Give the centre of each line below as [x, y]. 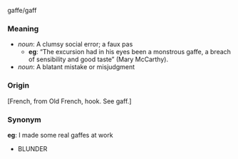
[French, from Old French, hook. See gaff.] [69, 101]
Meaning [23, 29]
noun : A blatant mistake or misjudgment [76, 67]
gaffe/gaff [22, 10]
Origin [19, 86]
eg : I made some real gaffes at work [60, 135]
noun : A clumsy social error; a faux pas [75, 44]
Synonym [24, 119]
